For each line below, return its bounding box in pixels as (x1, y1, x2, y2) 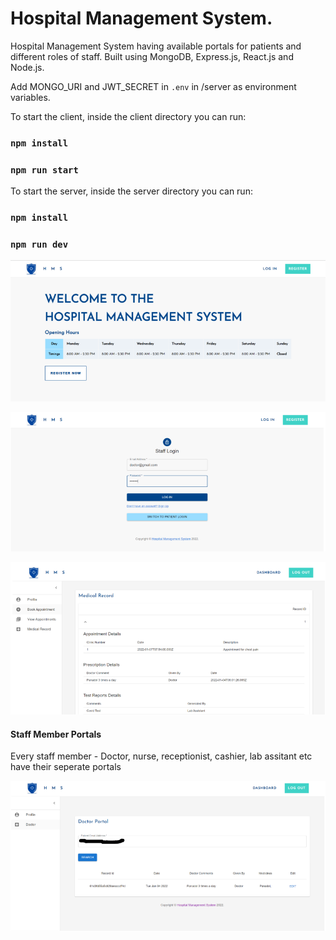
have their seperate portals (10, 761, 122, 773)
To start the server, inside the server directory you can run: (10, 185, 253, 197)
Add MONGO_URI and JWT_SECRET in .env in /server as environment (10, 80, 297, 92)
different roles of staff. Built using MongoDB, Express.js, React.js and (10, 50, 294, 62)
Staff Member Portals (10, 728, 102, 740)
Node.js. (10, 61, 45, 73)
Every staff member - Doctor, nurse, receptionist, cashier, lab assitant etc (10, 750, 313, 762)
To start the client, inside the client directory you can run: (10, 110, 247, 122)
